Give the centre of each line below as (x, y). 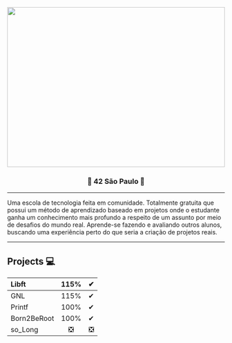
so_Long (25, 330)
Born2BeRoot (32, 319)
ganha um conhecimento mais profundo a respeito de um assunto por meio (114, 218)
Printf (20, 307)
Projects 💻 (31, 261)
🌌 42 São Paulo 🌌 (116, 181)
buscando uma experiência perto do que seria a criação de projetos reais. (112, 232)
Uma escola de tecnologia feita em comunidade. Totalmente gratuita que (110, 203)
